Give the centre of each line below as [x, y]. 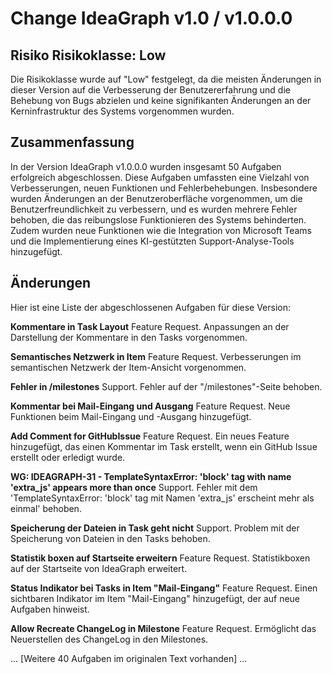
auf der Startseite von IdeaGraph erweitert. [99, 568]
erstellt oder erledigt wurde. [68, 457]
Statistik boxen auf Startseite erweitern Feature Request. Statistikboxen [160, 558]
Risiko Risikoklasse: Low [88, 55]
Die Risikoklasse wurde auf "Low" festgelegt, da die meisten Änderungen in [166, 79]
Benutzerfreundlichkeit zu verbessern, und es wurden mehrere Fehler [154, 209]
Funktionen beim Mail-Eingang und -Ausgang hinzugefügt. [131, 416]
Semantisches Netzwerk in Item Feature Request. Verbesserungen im [156, 356]
